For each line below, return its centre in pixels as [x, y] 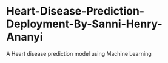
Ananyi [25, 37]
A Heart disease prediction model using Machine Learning [79, 53]
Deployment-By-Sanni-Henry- [84, 24]
